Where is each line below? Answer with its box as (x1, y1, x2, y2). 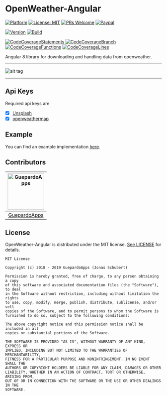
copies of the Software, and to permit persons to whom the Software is (5, 309, 159, 314)
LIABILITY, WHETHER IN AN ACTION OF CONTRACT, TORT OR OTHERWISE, (5, 370, 146, 375)
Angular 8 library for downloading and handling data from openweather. (5, 53, 153, 60)
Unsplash (12, 110, 32, 116)
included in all (5, 326, 39, 331)
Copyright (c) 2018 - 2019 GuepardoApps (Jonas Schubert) (5, 265, 128, 270)
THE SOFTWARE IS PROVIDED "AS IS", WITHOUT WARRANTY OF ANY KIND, (5, 339, 146, 344)
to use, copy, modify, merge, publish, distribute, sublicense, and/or (5, 300, 157, 305)
